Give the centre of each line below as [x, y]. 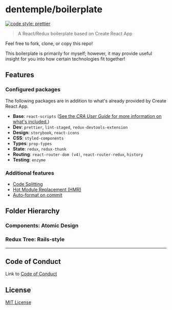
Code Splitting [28, 184]
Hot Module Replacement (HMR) [47, 189]
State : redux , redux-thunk [39, 149]
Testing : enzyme [29, 159]
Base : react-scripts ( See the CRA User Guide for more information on [87, 116]
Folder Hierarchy [33, 211]
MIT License [18, 302]
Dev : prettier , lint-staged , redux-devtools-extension [70, 127]
